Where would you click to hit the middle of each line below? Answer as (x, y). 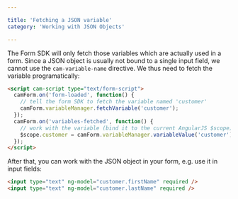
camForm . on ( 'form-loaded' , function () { (74, 95)
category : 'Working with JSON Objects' (66, 27)
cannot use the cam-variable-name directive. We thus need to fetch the (110, 68)
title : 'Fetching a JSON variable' (60, 20)
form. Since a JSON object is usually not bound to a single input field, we (114, 60)
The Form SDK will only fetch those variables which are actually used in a (114, 53)
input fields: (25, 169)
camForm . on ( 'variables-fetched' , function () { (84, 121)
